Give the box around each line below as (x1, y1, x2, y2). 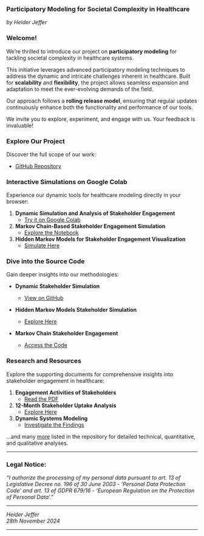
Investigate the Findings (24, 421, 84, 428)
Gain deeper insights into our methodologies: (6, 271, 120, 278)
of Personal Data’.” (6, 493, 53, 501)
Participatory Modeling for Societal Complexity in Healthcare (6, 5, 190, 13)
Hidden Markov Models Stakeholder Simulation (15, 306, 137, 314)
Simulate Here (24, 242, 60, 249)
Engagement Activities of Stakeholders (15, 388, 117, 396)
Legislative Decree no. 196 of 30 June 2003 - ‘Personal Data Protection (6, 481, 186, 488)
